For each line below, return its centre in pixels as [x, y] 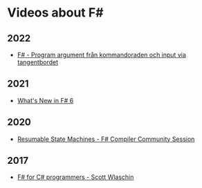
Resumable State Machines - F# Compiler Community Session [106, 139]
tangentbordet [38, 62]
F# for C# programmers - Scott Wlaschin [75, 177]
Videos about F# [55, 13]
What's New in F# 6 [45, 100]
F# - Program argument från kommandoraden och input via [102, 55]
